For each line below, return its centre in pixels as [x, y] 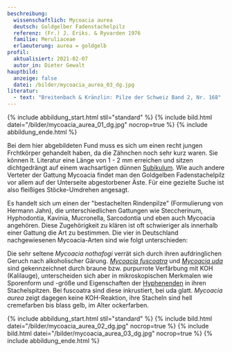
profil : [18, 53]
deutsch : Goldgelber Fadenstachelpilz [70, 26]
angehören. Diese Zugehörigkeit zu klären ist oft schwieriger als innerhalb [113, 225]
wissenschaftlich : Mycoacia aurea [63, 20]
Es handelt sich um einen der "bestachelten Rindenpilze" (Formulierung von [115, 203]
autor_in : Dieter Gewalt [49, 65]
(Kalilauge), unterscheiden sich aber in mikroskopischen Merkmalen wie [110, 276]
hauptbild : [23, 72]
